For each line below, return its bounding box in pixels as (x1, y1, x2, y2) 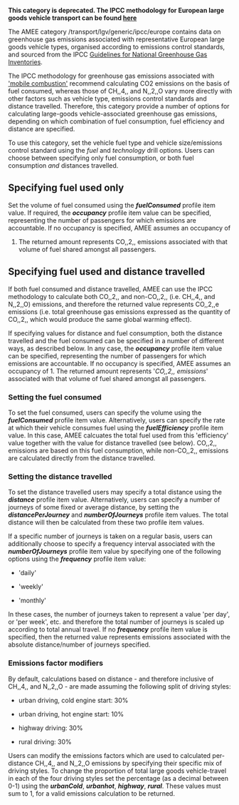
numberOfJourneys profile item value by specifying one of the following (8, 547, 221, 556)
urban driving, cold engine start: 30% (18, 696, 129, 704)
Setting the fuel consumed (8, 392, 102, 402)
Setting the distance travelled (8, 471, 112, 481)
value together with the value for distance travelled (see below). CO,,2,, (8, 438, 218, 447)
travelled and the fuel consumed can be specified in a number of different (8, 336, 225, 345)
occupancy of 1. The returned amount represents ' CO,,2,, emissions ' (8, 367, 208, 375)
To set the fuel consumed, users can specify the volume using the (8, 408, 202, 417)
